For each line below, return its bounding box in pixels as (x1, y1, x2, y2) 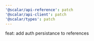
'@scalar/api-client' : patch (5, 12, 67, 17)
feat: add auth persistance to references (5, 30, 89, 36)
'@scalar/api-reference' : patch (5, 7, 73, 12)
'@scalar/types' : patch (5, 16, 56, 21)
